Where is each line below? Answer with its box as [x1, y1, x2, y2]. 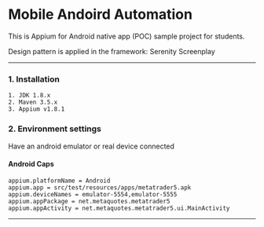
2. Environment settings [8, 123, 102, 134]
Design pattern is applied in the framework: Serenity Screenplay [8, 46, 216, 56]
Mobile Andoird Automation [8, 5, 192, 24]
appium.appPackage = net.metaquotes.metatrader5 [8, 197, 170, 205]
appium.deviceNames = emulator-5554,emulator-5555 [8, 190, 178, 198]
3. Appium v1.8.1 [8, 105, 65, 113]
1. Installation [8, 73, 60, 84]
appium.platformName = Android [8, 177, 111, 185]
